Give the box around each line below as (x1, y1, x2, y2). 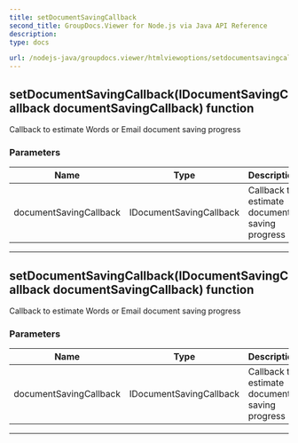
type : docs (9, 37, 50, 47)
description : (9, 29, 58, 38)
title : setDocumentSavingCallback (9, 12, 137, 22)
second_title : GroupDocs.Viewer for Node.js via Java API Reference (9, 21, 268, 30)
